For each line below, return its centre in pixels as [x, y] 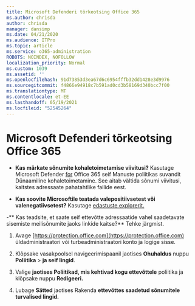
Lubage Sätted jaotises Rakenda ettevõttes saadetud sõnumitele [97, 290]
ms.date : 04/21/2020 [32, 35]
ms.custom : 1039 [27, 68]
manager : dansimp [28, 29]
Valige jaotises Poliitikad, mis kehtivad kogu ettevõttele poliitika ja [99, 272]
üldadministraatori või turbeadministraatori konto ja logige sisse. [95, 242]
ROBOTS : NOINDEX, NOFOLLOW [40, 57]
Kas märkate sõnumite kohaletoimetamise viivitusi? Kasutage [94, 168]
